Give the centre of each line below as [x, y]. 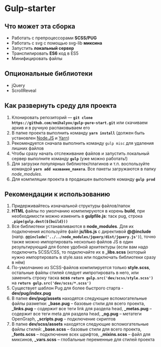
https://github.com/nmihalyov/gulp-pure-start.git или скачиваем [80, 122]
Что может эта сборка [40, 26]
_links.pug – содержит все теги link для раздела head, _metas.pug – [82, 309]
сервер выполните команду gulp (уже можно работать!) [70, 158]
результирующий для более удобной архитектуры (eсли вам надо [80, 247]
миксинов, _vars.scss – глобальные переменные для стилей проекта [83, 340]
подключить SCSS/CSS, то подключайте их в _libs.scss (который [79, 252]
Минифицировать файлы [37, 58]
